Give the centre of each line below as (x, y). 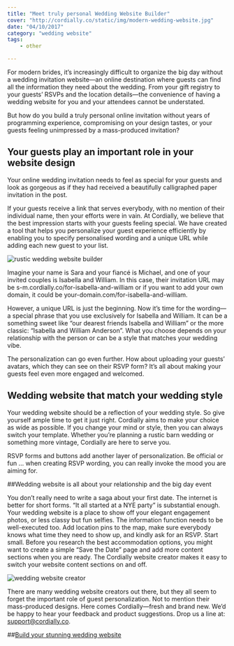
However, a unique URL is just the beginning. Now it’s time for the (101, 308)
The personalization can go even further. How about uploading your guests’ (116, 359)
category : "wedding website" (50, 33)
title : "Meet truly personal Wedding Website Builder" (89, 14)
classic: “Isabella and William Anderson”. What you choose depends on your (117, 330)
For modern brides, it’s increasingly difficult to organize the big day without (115, 72)
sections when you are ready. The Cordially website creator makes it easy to (117, 557)
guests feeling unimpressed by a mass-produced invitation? (94, 130)
